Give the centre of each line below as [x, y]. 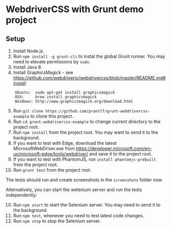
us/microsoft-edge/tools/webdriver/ [50, 154]
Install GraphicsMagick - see [43, 72]
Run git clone [28, 111]
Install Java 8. [28, 67]
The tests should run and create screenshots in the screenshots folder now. [84, 180]
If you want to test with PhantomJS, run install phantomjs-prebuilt [84, 159]
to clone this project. [52, 116]
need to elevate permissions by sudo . [52, 62]
